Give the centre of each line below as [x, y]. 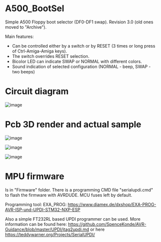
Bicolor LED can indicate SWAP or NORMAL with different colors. [77, 61]
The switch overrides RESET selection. [51, 56]
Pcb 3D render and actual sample [73, 125]
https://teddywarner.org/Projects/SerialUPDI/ [50, 234]
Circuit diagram [37, 92]
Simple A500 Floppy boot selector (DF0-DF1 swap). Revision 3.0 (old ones [79, 22]
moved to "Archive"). [26, 27]
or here [97, 229]
